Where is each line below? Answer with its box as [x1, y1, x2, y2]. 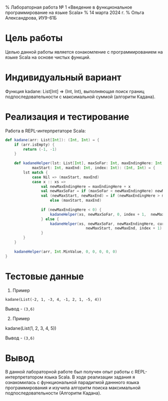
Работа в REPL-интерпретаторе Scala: [5, 128, 86, 134]
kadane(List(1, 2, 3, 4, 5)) [5, 325, 56, 331]
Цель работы [5, 33, 63, 44]
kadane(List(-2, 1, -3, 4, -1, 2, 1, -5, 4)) [5, 297, 101, 302]
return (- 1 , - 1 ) [23, 147, 57, 152]
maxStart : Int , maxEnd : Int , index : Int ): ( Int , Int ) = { [31, 165, 155, 171]
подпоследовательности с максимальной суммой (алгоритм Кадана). [5, 94, 156, 100]
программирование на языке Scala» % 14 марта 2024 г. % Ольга [5, 10, 144, 16]
